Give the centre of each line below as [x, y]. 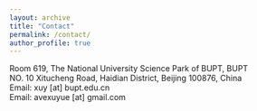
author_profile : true [50, 43]
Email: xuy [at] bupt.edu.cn [60, 88]
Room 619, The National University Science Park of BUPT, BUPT [129, 69]
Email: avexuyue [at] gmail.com [68, 97]
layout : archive [40, 18]
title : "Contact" [42, 26]
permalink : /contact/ [50, 34]
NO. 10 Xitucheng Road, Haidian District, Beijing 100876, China [126, 79]
